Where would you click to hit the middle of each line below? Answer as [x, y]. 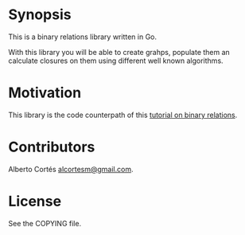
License [35, 202]
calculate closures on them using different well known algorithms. [116, 61]
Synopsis [40, 15]
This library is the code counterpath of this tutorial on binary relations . [123, 115]
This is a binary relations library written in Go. [83, 37]
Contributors [52, 147]
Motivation [45, 93]
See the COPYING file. [45, 223]
